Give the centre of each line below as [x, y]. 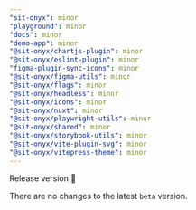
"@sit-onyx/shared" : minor [60, 128]
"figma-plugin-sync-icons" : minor [75, 69]
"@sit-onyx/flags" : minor [58, 85]
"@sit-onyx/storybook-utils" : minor [78, 136]
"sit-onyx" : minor [44, 18]
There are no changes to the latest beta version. [98, 196]
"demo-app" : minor [44, 43]
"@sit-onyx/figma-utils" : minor [70, 77]
